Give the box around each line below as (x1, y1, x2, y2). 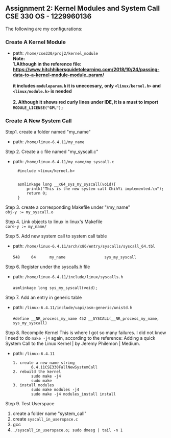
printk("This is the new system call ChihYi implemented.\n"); (26, 186, 164, 191)
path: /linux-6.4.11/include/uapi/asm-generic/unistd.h (12, 304, 133, 311)
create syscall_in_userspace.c (12, 416, 78, 422)
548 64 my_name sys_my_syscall (12, 255, 137, 260)
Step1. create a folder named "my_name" (5, 129, 91, 135)
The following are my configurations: (5, 26, 83, 32)
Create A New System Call (5, 117, 72, 124)
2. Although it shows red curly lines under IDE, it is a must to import (12, 99, 159, 105)
